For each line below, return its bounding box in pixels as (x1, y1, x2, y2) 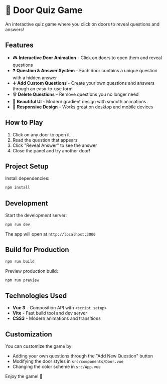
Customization (5, 330, 53, 338)
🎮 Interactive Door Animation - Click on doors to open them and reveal (12, 55, 162, 61)
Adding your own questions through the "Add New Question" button (12, 353, 153, 359)
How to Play (5, 118, 44, 127)
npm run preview (5, 278, 39, 283)
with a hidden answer (12, 75, 57, 81)
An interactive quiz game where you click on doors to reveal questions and (5, 21, 159, 27)
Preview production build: (5, 268, 59, 274)
